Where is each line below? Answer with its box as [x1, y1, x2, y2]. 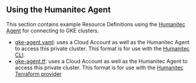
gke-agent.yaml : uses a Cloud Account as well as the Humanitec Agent [14, 38, 189, 45]
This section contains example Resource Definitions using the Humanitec [6, 20, 186, 27]
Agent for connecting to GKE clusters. [6, 27, 99, 34]
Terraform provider [14, 70, 62, 77]
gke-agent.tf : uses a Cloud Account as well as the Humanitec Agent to [14, 57, 188, 64]
